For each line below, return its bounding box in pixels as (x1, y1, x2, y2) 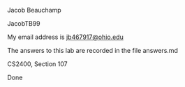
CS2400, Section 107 (7, 60, 68, 68)
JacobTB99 (7, 19, 40, 27)
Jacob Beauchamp (7, 6, 61, 14)
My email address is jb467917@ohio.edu (7, 33, 124, 41)
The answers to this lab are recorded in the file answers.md (7, 47, 178, 54)
